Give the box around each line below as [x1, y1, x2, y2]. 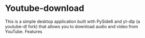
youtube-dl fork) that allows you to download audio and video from [5, 23, 139, 29]
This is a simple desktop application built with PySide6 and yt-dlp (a [5, 19, 140, 24]
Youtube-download [5, 3, 85, 14]
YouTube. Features [5, 28, 43, 34]
